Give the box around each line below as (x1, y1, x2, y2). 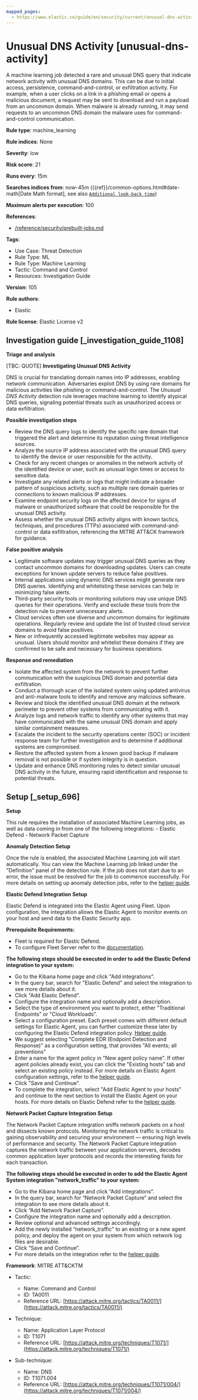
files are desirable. (14, 1238, 60, 1245)
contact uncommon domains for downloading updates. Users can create (14, 564, 191, 571)
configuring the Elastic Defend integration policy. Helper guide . (14, 1029, 168, 1037)
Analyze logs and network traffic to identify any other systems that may (14, 712, 189, 719)
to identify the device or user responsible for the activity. (14, 453, 153, 460)
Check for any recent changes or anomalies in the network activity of (14, 460, 183, 467)
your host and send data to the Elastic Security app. (6, 915, 132, 922)
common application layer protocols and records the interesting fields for (6, 1153, 184, 1160)
